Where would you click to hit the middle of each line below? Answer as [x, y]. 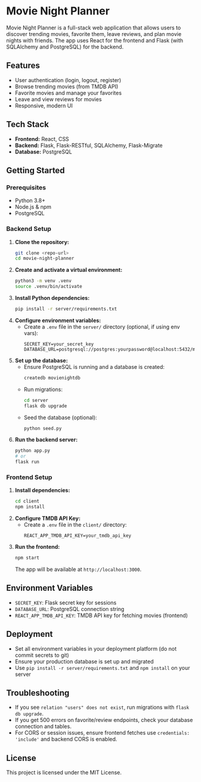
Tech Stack [28, 124]
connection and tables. [43, 726]
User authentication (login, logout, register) [68, 80]
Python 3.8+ [30, 201]
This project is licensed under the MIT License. [64, 772]
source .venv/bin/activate [48, 287]
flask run [27, 462]
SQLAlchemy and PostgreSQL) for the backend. [65, 47]
